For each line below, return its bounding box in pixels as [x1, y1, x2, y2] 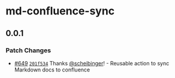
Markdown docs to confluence [14, 66, 90, 73]
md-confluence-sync [5, 4, 115, 18]
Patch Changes [5, 46, 52, 55]
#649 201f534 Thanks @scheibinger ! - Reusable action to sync [14, 59, 170, 67]
